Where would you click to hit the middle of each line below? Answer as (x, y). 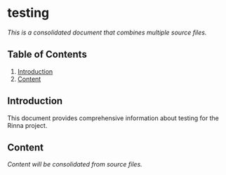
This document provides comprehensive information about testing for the (113, 118)
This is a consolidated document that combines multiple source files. (107, 32)
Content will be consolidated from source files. (75, 164)
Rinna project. (27, 125)
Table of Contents (47, 54)
